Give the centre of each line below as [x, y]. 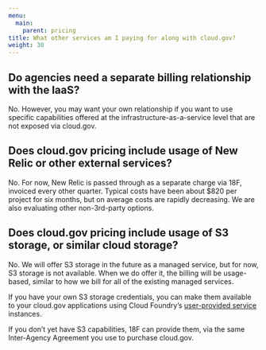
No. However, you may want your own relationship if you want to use [121, 109]
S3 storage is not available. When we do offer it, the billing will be [115, 273]
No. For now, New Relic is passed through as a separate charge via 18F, [125, 182]
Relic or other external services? [90, 163]
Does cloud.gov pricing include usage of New [123, 151]
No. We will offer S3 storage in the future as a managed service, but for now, [134, 264]
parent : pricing [50, 30]
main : [25, 23]
